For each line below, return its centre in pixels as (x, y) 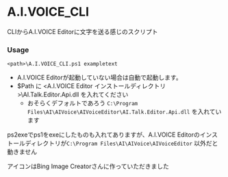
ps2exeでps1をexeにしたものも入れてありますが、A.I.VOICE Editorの (103, 135)
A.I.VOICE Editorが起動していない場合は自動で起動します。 (100, 78)
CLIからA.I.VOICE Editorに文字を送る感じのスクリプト (83, 31)
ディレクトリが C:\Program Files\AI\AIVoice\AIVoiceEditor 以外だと (122, 144)
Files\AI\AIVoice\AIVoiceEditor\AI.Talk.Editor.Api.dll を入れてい (124, 112)
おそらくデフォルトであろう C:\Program (83, 103)
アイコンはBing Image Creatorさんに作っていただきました (88, 166)
